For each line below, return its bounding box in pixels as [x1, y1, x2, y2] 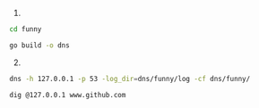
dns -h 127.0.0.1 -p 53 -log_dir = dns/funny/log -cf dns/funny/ [9, 74, 251, 83]
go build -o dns [9, 40, 70, 50]
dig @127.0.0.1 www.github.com [9, 90, 126, 99]
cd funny [9, 25, 42, 34]
